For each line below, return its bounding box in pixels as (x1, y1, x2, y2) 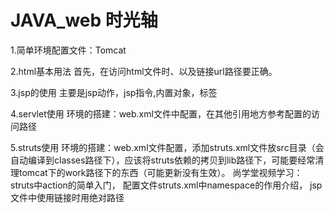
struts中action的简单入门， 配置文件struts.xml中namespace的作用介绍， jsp (10, 179, 323, 191)
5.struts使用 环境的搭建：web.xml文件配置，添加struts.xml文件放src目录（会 (10, 141, 325, 153)
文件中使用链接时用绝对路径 (10, 191, 125, 203)
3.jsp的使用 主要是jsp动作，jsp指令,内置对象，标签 (10, 86, 218, 98)
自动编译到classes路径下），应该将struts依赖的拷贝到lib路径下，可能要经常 (10, 154, 316, 166)
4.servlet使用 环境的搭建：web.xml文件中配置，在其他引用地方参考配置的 (10, 107, 312, 120)
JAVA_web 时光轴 (10, 9, 158, 32)
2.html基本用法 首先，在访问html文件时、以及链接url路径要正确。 (10, 65, 278, 77)
